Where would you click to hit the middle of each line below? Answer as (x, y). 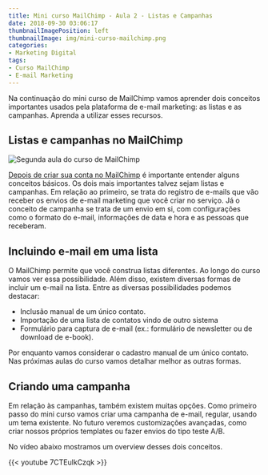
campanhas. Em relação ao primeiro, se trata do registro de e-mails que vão (134, 192)
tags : (17, 61)
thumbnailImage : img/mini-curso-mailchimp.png (87, 38)
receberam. (27, 226)
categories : (28, 46)
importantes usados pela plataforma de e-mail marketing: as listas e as (125, 107)
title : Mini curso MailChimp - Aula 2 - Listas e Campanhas (111, 16)
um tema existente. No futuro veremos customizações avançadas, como (128, 423)
